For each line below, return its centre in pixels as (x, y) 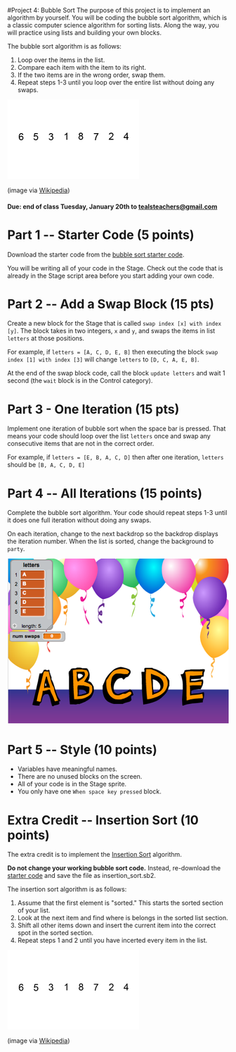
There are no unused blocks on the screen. (80, 776)
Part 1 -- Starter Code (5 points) (101, 235)
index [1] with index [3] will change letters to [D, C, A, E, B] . (103, 359)
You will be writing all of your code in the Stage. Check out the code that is (115, 268)
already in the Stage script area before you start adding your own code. (111, 276)
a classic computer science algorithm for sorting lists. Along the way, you (113, 25)
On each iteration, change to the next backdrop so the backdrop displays (113, 534)
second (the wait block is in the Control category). (80, 380)
